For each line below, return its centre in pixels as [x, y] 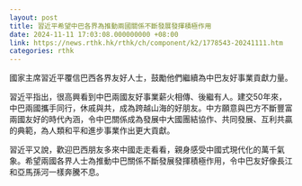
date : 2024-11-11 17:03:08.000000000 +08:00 [94, 34]
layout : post [34, 18]
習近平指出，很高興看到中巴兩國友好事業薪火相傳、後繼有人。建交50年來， [148, 97]
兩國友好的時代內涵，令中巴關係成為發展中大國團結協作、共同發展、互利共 [147, 120]
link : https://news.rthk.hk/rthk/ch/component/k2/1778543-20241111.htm [146, 43]
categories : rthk [42, 51]
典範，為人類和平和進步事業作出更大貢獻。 [96, 130]
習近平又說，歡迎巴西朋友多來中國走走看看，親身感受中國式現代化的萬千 [143, 150]
